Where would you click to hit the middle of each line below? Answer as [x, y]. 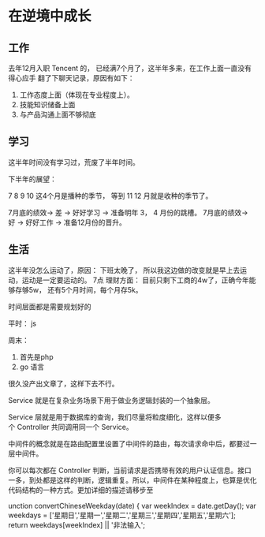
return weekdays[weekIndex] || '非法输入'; [77, 524]
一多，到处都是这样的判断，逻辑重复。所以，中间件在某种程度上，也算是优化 [132, 480]
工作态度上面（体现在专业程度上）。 [77, 95]
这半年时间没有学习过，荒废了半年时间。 [74, 162]
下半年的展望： [32, 179]
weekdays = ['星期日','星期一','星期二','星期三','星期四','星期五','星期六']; [122, 515]
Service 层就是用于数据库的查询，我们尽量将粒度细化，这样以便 [111, 417]
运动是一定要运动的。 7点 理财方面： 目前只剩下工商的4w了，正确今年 [136, 280]
